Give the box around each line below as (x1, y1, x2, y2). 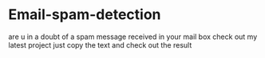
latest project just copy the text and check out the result (8, 40, 192, 49)
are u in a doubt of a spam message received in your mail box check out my (8, 32, 258, 41)
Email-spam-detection (8, 6, 161, 24)
